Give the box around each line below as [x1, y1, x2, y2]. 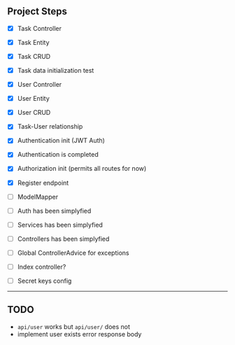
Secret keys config [17, 276, 72, 285]
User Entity [17, 94, 50, 103]
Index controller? [17, 262, 66, 271]
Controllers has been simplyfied [17, 234, 110, 243]
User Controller [17, 80, 62, 89]
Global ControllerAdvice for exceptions [17, 248, 129, 257]
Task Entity [17, 38, 50, 46]
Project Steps [7, 6, 68, 17]
